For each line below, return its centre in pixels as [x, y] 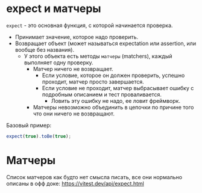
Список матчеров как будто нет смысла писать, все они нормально [94, 177]
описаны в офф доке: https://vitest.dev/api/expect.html [75, 183]
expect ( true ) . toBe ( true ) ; [39, 136]
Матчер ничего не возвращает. [73, 69]
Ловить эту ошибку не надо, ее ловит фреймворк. [116, 100]
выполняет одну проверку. [58, 63]
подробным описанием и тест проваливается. [102, 94]
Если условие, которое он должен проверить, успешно [113, 75]
